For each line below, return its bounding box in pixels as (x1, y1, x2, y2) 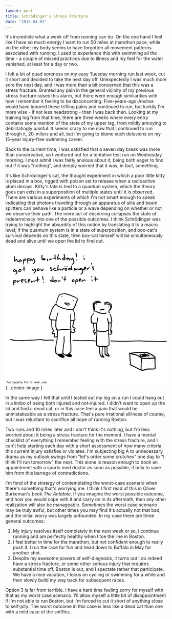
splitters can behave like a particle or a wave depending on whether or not (5, 205, 162, 211)
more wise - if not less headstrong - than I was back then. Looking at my (5, 109, 159, 115)
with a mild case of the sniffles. (5, 608, 71, 615)
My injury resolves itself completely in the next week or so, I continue (12, 528, 159, 534)
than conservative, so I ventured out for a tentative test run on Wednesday (5, 152, 162, 158)
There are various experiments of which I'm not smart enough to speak (5, 194, 155, 201)
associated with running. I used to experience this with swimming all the (5, 50, 157, 56)
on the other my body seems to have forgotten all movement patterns (5, 45, 152, 51)
